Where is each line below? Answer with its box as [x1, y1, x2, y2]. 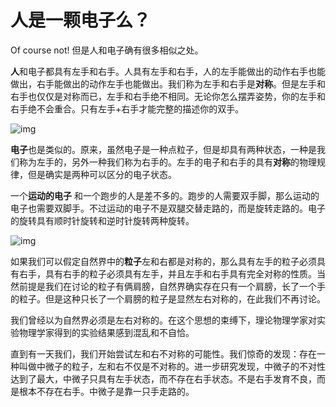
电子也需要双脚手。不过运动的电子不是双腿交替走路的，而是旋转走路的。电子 [10, 202, 326, 214]
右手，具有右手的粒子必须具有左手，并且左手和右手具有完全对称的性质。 [18, 267, 317, 280]
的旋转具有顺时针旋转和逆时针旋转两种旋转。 [10, 214, 195, 226]
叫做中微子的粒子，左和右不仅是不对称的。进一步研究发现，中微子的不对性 [18, 360, 326, 372]
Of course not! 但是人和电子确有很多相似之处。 [10, 44, 204, 56]
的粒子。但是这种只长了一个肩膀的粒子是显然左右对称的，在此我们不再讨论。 [10, 292, 326, 305]
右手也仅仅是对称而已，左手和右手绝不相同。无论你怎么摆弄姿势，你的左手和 [10, 90, 326, 102]
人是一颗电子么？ [10, 9, 152, 32]
